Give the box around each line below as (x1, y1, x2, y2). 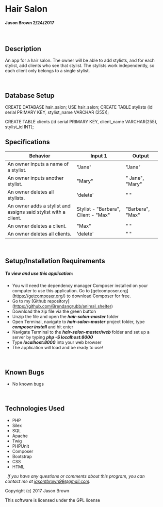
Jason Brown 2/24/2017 (5, 19, 54, 25)
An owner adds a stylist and (7, 203, 71, 209)
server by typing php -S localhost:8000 (12, 334, 93, 340)
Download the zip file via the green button (12, 308, 96, 314)
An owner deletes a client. (7, 222, 67, 229)
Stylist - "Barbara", (77, 205, 121, 212)
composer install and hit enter (12, 324, 74, 330)
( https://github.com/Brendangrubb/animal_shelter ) (12, 304, 113, 309)
